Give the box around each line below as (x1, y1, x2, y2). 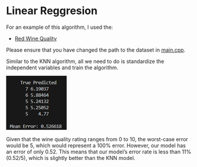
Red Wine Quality (14, 35, 57, 42)
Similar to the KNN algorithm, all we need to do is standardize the (6, 58, 165, 65)
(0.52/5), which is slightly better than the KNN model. (6, 154, 136, 161)
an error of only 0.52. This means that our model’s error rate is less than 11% (6, 148, 192, 155)
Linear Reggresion (6, 4, 98, 18)
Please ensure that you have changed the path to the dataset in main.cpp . (6, 46, 186, 54)
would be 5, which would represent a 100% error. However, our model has (6, 142, 186, 149)
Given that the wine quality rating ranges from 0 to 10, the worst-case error (6, 135, 189, 142)
